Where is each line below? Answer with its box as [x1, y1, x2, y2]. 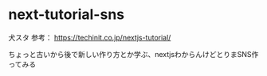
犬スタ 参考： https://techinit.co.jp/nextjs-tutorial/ [8, 32, 171, 42]
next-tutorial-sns [8, 6, 125, 24]
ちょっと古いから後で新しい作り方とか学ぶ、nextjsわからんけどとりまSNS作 [8, 49, 259, 59]
